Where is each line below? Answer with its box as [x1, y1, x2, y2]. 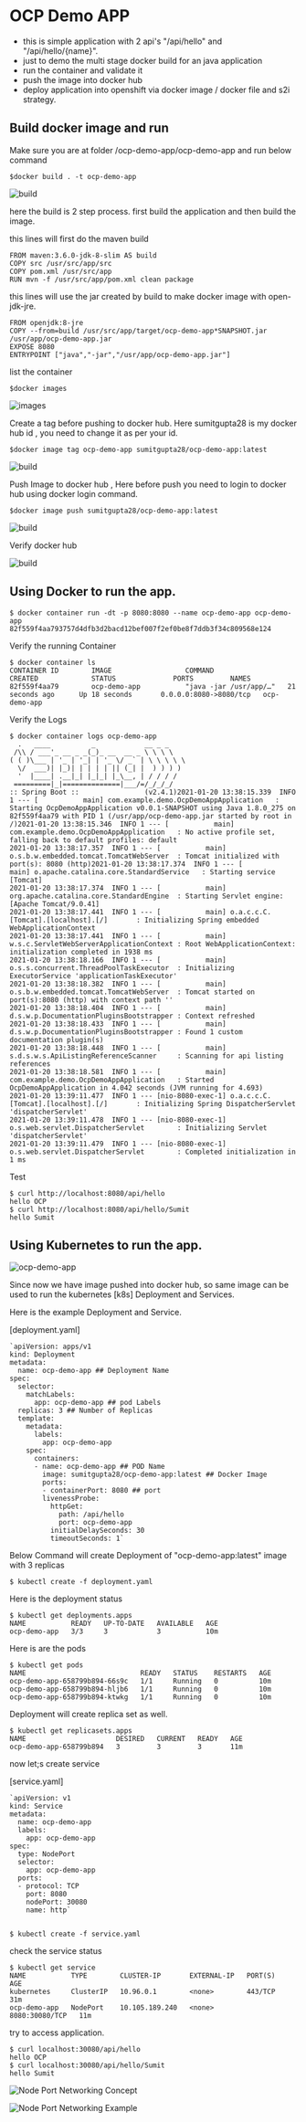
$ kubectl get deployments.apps [9, 1611, 132, 1621]
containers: [33, 1454, 79, 1463]
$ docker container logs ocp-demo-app [9, 732, 157, 741]
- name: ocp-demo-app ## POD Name [33, 1462, 166, 1472]
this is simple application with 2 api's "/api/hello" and [22, 36, 223, 47]
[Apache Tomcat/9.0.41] [9, 899, 100, 909]
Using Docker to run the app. [9, 584, 176, 599]
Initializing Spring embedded [144, 915, 259, 924]
